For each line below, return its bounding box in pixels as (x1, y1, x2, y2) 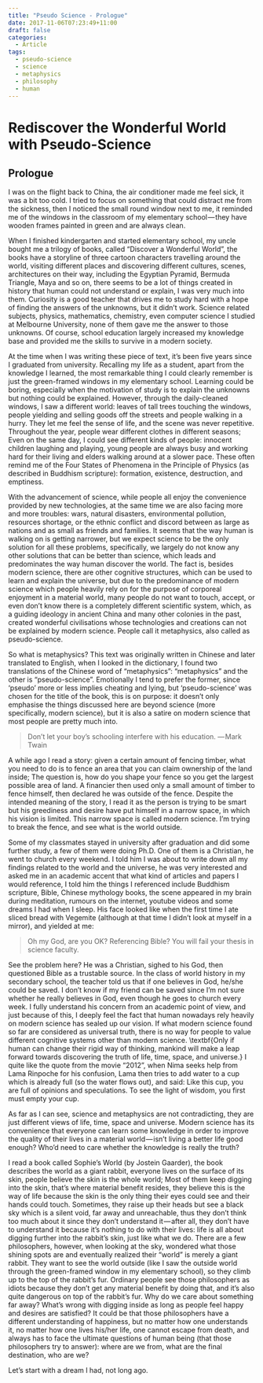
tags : (8, 48, 26, 56)
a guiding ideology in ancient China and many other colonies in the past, (8, 609, 242, 619)
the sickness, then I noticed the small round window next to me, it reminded (8, 204, 253, 213)
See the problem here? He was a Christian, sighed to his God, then (8, 960, 224, 970)
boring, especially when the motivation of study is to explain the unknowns (8, 385, 250, 394)
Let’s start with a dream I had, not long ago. (8, 1366, 148, 1375)
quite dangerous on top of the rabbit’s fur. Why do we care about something (8, 1292, 254, 1301)
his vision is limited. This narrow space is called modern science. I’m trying (8, 814, 250, 823)
